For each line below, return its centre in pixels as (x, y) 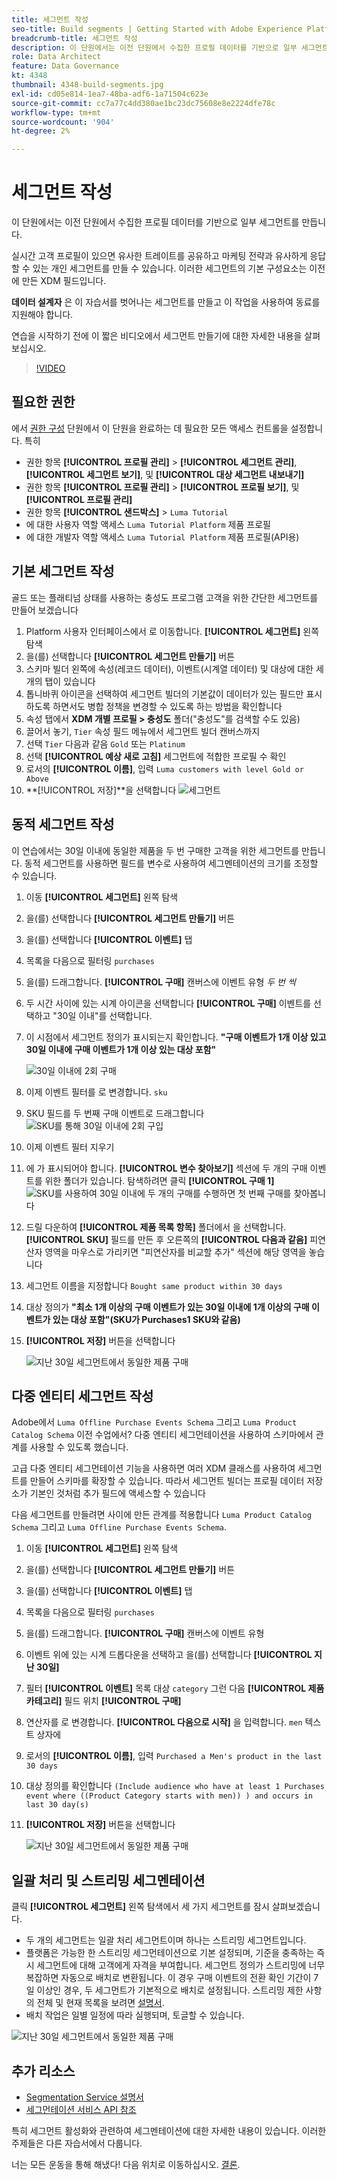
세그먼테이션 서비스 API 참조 (81, 2109)
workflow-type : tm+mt (56, 112)
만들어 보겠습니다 (45, 610)
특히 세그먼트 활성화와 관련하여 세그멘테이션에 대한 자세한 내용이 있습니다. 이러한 (169, 2130)
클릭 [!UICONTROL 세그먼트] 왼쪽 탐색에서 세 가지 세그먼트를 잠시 (140, 1907)
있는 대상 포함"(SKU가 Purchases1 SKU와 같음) (146, 1319)
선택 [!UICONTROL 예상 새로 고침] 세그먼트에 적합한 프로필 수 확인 (156, 756)
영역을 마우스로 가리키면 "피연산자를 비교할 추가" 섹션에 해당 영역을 (175, 1252)
